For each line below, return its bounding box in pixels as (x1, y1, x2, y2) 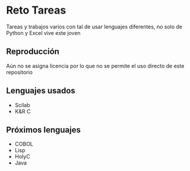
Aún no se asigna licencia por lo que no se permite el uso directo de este (6, 62, 185, 69)
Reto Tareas (6, 4, 66, 17)
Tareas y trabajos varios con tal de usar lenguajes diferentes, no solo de (6, 23, 183, 30)
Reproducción (6, 47, 59, 57)
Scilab (14, 101, 30, 108)
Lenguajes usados (6, 86, 75, 96)
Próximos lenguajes (6, 125, 81, 135)
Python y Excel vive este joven (6, 29, 81, 36)
